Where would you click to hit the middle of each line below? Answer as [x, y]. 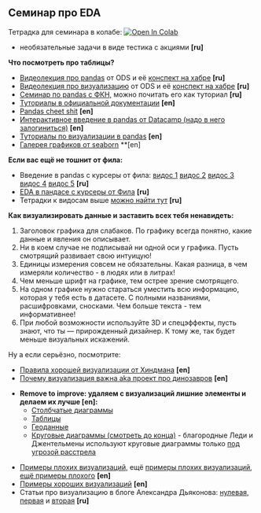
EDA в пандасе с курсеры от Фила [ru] [84, 191]
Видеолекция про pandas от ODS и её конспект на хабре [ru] [122, 77]
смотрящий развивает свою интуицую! [85, 256]
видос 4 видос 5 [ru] [54, 183]
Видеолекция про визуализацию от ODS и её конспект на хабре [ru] [134, 86]
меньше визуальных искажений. [74, 339]
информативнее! [48, 314]
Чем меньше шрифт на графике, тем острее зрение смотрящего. [129, 280]
